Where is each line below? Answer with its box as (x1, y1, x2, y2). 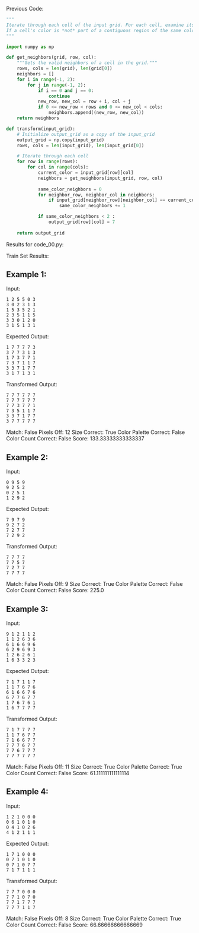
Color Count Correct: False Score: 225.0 (6, 587, 104, 594)
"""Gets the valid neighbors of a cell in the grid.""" (17, 60, 158, 66)
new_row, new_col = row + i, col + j (37, 99, 131, 104)
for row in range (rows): (17, 158, 78, 165)
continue (48, 93, 70, 99)
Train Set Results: (6, 252, 49, 259)
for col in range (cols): (27, 164, 89, 170)
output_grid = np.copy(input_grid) (17, 137, 105, 143)
